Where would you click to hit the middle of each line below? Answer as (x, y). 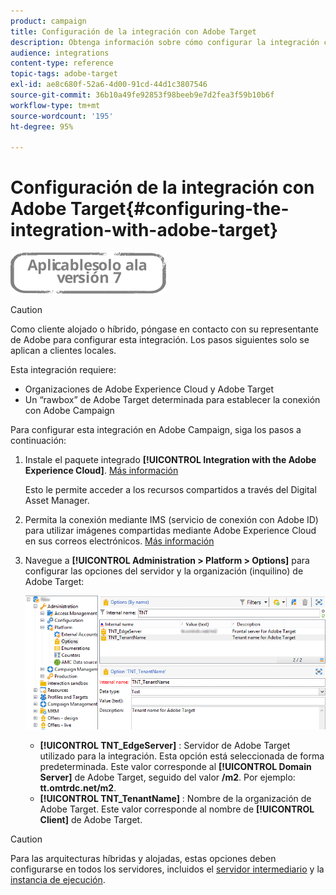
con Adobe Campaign (69, 411)
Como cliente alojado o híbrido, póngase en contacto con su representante (164, 329)
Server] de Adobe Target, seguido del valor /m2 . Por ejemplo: (167, 777)
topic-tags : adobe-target (64, 74)
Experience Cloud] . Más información (101, 471)
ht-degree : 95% (42, 126)
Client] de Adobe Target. (91, 819)
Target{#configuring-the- (180, 209)
